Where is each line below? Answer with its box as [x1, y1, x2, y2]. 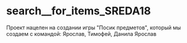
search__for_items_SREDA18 [6, 4, 152, 18]
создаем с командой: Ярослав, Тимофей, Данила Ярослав [6, 30, 157, 37]
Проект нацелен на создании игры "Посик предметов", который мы [6, 24, 182, 31]
